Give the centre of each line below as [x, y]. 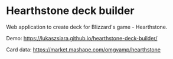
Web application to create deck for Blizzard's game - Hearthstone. [87, 27]
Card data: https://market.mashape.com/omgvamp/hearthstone [84, 49]
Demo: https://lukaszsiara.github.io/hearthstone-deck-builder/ [82, 38]
